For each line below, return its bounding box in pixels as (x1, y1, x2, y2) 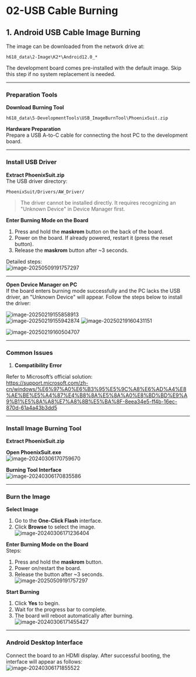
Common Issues (6, 348, 54, 357)
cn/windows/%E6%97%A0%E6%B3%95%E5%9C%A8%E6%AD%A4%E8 (6, 385, 187, 392)
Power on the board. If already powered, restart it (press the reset (14, 234, 173, 241)
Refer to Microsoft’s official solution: (6, 373, 93, 380)
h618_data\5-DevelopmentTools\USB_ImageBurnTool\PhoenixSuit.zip (6, 115, 168, 121)
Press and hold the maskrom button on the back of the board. (14, 228, 164, 235)
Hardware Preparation (6, 126, 61, 133)
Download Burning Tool (6, 104, 64, 111)
